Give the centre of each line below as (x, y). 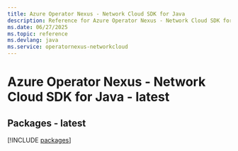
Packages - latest (47, 123)
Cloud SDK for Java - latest (89, 97)
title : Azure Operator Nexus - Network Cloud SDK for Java (96, 14)
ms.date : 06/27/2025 (38, 27)
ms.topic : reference (38, 34)
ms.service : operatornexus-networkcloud (68, 47)
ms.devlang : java (33, 40)
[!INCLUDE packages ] (39, 140)
